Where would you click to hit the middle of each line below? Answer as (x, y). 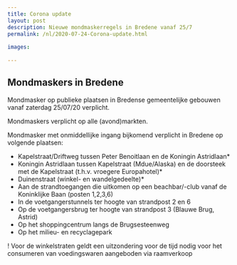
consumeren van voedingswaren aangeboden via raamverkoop (100, 253)
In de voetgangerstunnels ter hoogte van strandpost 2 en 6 (104, 202)
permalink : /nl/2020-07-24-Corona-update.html (78, 34)
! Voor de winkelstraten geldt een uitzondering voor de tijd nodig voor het (115, 246)
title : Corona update (39, 14)
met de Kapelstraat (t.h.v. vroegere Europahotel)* (90, 171)
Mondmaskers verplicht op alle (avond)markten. (78, 121)
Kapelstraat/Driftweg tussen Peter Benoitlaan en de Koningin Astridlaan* (123, 156)
